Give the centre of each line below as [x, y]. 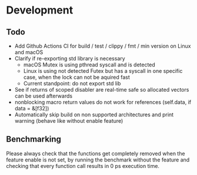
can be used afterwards [43, 96]
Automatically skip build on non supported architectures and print [94, 115]
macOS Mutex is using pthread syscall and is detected [89, 65]
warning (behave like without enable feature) [69, 121]
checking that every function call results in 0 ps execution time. [83, 166]
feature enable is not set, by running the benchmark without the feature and [98, 160]
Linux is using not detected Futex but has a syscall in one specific [103, 71]
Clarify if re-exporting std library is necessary [70, 58]
